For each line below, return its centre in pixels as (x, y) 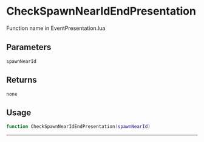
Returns (22, 80)
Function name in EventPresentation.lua (56, 28)
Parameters (29, 47)
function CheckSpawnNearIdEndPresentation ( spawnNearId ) (78, 127)
